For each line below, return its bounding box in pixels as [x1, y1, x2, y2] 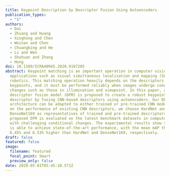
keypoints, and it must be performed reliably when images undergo [10, 83, 155, 88]
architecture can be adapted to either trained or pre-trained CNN [10, 102, 155, 107]
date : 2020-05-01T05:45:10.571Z [5, 163, 73, 168]
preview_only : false [10, 158, 53, 163]
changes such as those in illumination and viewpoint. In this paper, [10, 87, 162, 93]
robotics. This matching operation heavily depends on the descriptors [10, 78, 164, 83]
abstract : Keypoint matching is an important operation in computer [5, 69, 153, 74]
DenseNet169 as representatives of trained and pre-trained [10, 111, 139, 117]
